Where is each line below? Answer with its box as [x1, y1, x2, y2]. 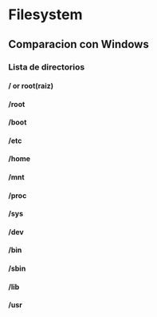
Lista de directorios [8, 61, 85, 73]
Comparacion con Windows [8, 38, 149, 51]
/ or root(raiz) [8, 81, 54, 91]
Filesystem [8, 6, 83, 24]
